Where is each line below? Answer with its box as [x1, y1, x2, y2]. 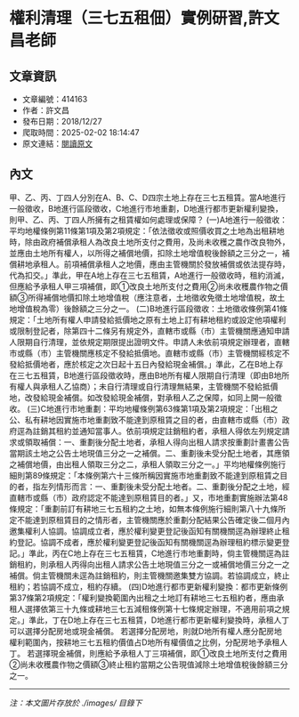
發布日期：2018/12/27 [21, 117, 102, 126]
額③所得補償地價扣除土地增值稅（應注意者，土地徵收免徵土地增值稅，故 [9, 292, 278, 302]
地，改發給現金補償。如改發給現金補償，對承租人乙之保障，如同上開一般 [9, 392, 274, 403]
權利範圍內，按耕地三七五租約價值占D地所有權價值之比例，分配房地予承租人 [9, 637, 288, 648]
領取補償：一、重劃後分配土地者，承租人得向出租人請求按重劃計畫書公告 [24, 437, 290, 447]
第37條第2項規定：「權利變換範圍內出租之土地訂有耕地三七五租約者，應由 [9, 592, 278, 603]
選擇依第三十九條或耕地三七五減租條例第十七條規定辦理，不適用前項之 [24, 603, 282, 614]
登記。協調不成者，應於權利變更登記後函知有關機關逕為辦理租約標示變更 [16, 536, 282, 547]
